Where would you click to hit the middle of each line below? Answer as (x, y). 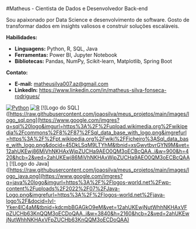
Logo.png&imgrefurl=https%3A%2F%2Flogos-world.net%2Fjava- (85, 195)
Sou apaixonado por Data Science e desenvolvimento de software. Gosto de (98, 20)
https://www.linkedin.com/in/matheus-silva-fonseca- (103, 90)
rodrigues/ (27, 96)
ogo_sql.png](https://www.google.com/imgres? (63, 120)
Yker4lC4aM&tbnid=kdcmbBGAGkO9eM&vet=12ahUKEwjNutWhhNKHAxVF (97, 207)
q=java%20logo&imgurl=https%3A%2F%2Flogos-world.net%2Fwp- (89, 182)
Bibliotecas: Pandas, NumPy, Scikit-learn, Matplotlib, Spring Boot (93, 61)
